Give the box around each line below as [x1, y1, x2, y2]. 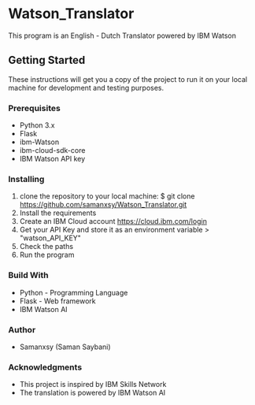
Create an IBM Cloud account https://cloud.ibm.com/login [19, 217, 207, 226]
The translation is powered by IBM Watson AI [19, 388, 166, 398]
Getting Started [8, 54, 86, 67]
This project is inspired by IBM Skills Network [19, 380, 167, 389]
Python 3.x [19, 121, 55, 130]
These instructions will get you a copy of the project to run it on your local [8, 74, 248, 84]
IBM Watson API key [19, 154, 86, 164]
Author [8, 324, 36, 335]
